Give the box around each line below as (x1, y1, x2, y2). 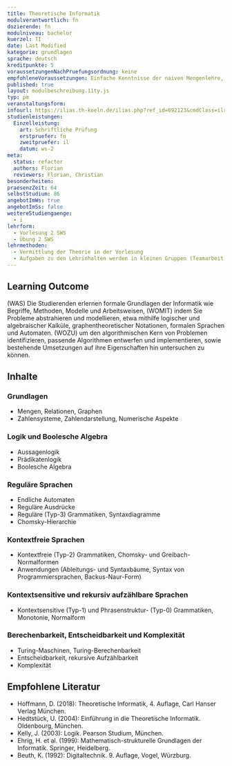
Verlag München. (17, 706, 67, 715)
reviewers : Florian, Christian (13, 171, 104, 178)
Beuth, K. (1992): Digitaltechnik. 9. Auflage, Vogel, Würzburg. (17, 751, 191, 759)
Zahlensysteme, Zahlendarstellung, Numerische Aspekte (17, 415, 179, 423)
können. (7, 351, 30, 359)
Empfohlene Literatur (7, 681, 101, 693)
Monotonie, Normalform (17, 613, 86, 621)
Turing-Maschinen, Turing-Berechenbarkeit (17, 646, 142, 654)
